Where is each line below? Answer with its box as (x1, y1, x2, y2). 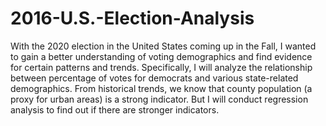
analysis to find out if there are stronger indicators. (10, 103, 220, 116)
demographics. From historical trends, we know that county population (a (10, 82, 313, 94)
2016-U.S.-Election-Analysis (10, 7, 255, 30)
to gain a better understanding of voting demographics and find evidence (10, 50, 313, 62)
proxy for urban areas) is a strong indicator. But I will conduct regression (10, 93, 309, 105)
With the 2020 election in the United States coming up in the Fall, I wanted (10, 40, 317, 52)
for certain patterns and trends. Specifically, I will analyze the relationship (10, 61, 313, 73)
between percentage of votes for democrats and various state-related (10, 72, 299, 84)
